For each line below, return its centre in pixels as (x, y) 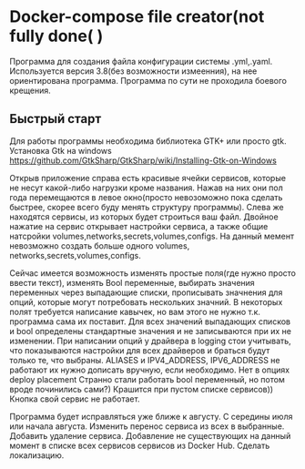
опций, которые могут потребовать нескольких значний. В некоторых (146, 301)
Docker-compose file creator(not (137, 17)
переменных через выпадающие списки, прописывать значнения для (146, 292)
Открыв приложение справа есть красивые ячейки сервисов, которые (148, 178)
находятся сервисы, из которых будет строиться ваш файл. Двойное (144, 217)
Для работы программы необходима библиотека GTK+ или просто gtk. (148, 141)
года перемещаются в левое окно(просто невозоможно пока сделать (146, 197)
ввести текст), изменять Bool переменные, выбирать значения (132, 282)
